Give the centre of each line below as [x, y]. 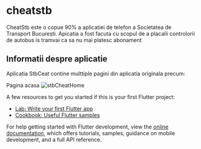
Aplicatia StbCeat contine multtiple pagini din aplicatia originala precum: [96, 74]
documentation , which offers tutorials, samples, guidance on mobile [91, 133]
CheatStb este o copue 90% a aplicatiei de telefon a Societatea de [89, 27]
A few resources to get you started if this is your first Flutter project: [91, 97]
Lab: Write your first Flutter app [54, 109]
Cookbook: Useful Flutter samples [57, 115]
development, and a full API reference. [54, 139]
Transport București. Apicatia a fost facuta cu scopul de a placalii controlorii [101, 33]
